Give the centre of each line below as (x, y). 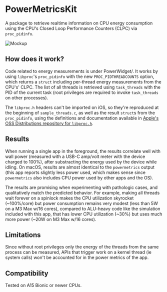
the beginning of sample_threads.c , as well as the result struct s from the (80, 112)
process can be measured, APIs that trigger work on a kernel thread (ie (78, 252)
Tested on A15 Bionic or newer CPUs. (43, 285)
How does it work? (35, 59)
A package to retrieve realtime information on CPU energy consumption (79, 23)
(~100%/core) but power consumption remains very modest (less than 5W (82, 203)
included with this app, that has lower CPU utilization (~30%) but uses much (84, 214)
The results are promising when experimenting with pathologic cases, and (81, 187)
